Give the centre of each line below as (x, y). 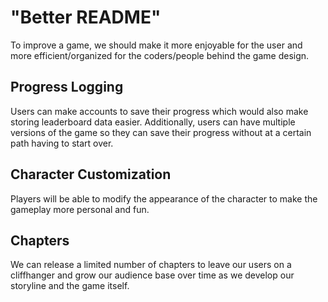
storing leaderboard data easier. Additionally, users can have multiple (153, 122)
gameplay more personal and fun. (80, 209)
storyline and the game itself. (70, 286)
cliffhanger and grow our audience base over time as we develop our (152, 275)
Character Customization (91, 174)
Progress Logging (67, 87)
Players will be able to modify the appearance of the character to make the (164, 198)
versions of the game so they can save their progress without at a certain (161, 132)
